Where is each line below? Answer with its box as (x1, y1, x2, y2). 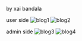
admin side (6, 28, 33, 35)
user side (6, 17, 29, 23)
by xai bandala (6, 5, 42, 12)
